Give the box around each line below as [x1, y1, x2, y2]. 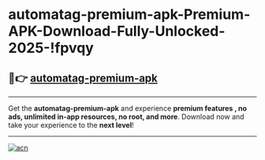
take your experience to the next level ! [8, 121, 134, 129]
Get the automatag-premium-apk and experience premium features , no [8, 104, 247, 113]
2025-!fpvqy [8, 39, 95, 57]
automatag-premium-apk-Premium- [8, 6, 251, 24]
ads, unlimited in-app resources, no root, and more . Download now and [8, 112, 244, 121]
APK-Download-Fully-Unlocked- [8, 22, 226, 40]
